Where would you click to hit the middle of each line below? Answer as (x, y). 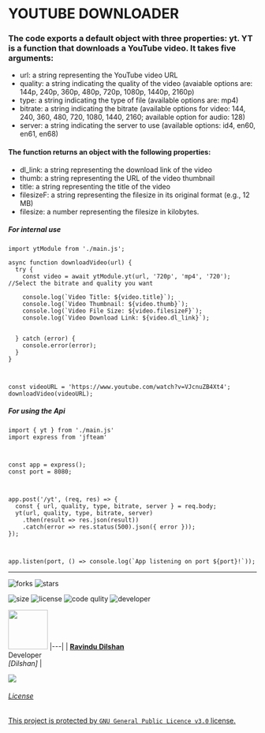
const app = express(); (47, 465)
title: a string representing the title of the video (95, 186)
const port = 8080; (40, 471)
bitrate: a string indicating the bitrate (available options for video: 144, (132, 109)
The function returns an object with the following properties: (110, 152)
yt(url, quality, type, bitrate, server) (84, 513)
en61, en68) (39, 134)
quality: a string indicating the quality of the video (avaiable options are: (136, 84)
